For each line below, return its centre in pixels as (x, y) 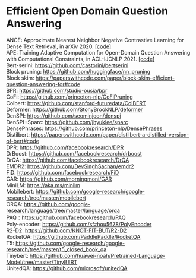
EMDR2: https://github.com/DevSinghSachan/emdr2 (70, 166)
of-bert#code (23, 141)
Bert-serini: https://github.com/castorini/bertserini (67, 65)
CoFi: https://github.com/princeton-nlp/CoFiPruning (70, 97)
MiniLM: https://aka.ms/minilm (43, 185)
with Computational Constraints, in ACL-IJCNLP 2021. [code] (80, 59)
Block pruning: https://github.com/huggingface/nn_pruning (78, 71)
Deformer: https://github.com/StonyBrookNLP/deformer (75, 109)
